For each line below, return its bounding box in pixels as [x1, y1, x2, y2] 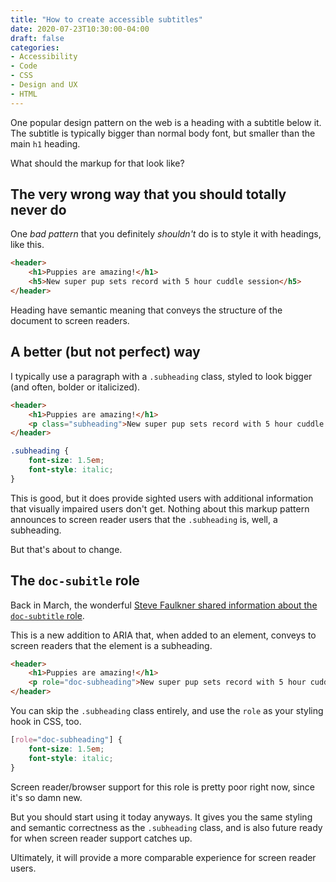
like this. [10, 239, 45, 251]
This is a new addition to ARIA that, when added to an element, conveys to [10, 629, 317, 641]
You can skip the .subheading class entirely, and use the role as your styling [10, 705, 324, 717]
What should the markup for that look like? [10, 157, 185, 169]
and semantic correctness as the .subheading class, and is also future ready [10, 821, 323, 833]
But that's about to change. [10, 543, 123, 555]
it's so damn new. [10, 791, 83, 803]
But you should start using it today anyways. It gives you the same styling [10, 811, 313, 823]
